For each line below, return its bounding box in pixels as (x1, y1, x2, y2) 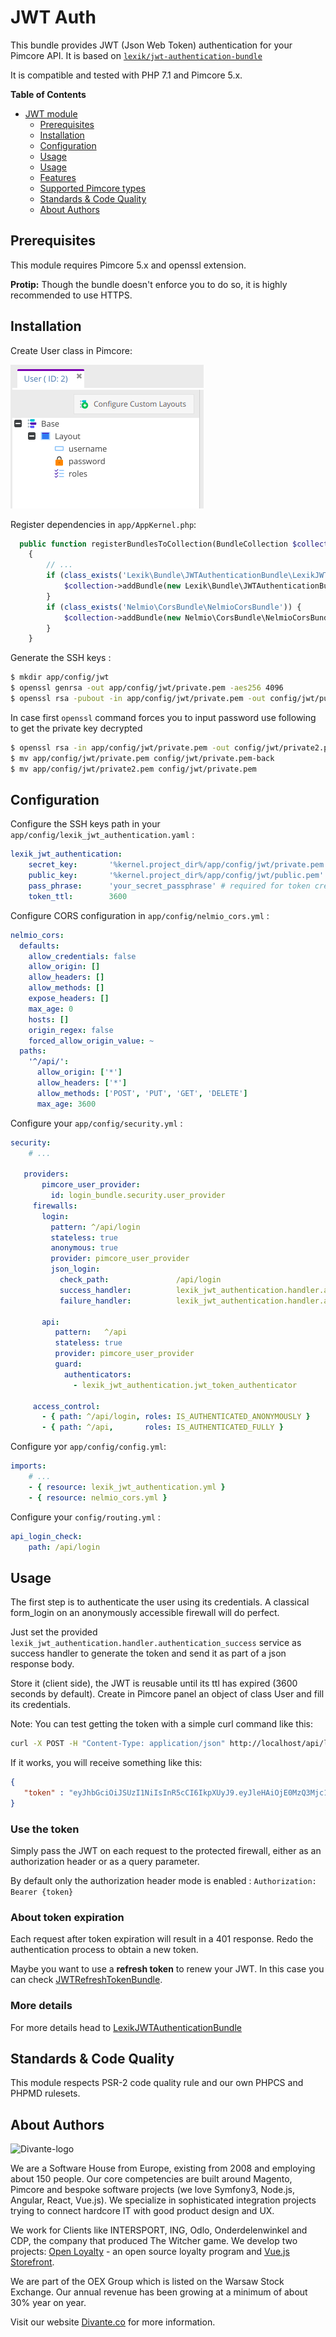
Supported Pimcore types (39, 182, 146, 194)
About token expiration (10, 1910, 125, 1924)
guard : (54, 1359, 83, 1369)
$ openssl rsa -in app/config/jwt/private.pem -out (10, 742, 230, 753)
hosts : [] (28, 1014, 70, 1025)
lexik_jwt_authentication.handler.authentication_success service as (10, 1637, 302, 1649)
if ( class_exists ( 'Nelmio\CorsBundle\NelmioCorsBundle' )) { (46, 602, 302, 612)
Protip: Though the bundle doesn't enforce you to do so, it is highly (10, 278, 288, 290)
